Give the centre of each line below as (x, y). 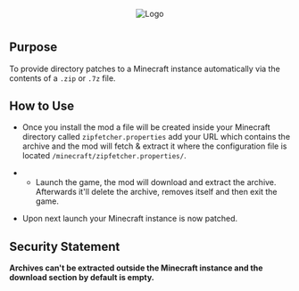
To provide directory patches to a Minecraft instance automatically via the (145, 69)
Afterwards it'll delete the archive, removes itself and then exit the (157, 192)
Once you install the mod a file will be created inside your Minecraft (146, 127)
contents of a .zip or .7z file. (62, 78)
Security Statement (65, 246)
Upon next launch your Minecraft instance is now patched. (130, 219)
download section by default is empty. (82, 278)
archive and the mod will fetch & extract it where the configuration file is (154, 146)
